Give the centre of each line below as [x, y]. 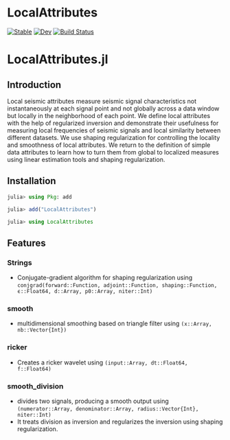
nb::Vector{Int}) [42, 330]
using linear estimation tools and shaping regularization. [86, 159]
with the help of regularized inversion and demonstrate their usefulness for [113, 123]
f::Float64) [34, 369]
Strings [20, 262]
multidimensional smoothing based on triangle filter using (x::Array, [114, 323]
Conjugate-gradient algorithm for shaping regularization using [105, 278]
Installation [32, 181]
